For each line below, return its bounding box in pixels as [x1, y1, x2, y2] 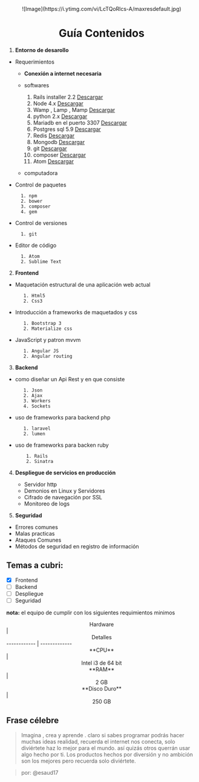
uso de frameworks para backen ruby [15, 441, 109, 448]
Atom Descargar [33, 157, 74, 165]
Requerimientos [15, 58, 54, 65]
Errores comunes [15, 523, 59, 531]
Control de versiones [15, 219, 68, 226]
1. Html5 [23, 292, 45, 298]
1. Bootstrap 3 [23, 320, 62, 326]
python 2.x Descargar [33, 113, 88, 120]
